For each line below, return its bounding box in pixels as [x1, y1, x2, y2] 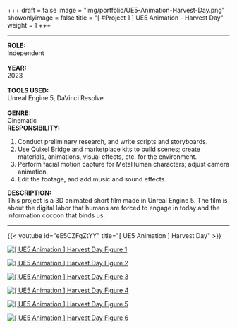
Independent [7, 49, 44, 57]
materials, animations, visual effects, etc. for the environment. [17, 152, 197, 161]
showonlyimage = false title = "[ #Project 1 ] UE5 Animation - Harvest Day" [7, 13, 224, 22]
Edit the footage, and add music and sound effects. [17, 175, 167, 183]
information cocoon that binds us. [7, 211, 106, 220]
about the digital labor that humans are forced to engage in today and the [7, 204, 220, 212]
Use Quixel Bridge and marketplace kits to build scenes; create [17, 145, 201, 153]
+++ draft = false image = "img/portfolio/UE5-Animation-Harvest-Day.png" [7, 6, 226, 14]
